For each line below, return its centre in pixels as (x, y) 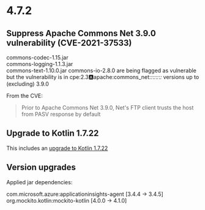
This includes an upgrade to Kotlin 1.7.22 (57, 148)
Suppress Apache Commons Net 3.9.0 (81, 33)
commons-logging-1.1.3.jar (40, 64)
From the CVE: (24, 96)
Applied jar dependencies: (39, 182)
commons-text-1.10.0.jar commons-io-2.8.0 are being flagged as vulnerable (102, 70)
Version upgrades (41, 167)
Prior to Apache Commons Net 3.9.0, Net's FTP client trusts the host (107, 107)
